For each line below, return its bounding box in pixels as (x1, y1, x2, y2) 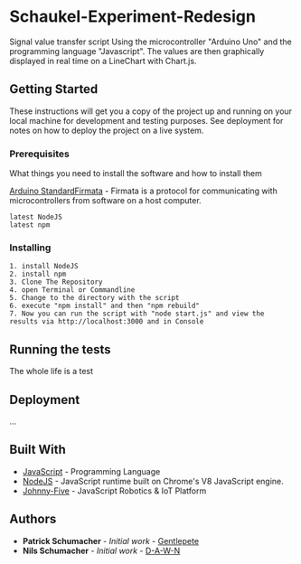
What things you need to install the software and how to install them (9, 168, 262, 179)
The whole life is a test (9, 366, 93, 377)
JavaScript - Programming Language (22, 465, 161, 476)
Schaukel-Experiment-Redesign (9, 6, 256, 27)
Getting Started (9, 81, 99, 97)
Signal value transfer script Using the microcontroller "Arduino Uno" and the (9, 36, 292, 47)
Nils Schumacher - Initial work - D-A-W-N (22, 545, 181, 556)
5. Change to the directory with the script (9, 294, 180, 303)
